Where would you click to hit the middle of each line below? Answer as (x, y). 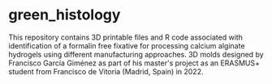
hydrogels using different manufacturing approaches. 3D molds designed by (136, 54)
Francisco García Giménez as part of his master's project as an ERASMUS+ (134, 63)
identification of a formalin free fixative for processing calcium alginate (127, 45)
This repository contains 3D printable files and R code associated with (126, 37)
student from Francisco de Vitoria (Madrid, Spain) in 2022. (106, 71)
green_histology (65, 15)
